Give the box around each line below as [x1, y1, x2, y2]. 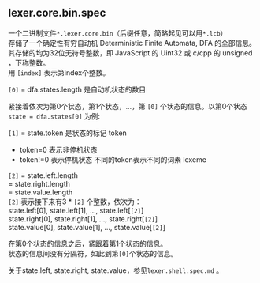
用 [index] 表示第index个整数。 [8, 67, 110, 77]
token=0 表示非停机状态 [19, 145, 98, 154]
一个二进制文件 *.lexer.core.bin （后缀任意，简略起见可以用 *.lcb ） [8, 28, 228, 38]
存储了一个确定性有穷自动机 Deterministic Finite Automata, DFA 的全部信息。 [8, 38, 256, 47]
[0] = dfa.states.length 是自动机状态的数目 [8, 85, 147, 94]
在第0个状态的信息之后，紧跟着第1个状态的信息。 [8, 239, 168, 248]
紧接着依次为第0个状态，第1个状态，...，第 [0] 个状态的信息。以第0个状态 [8, 101, 247, 111]
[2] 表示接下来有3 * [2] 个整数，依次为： [8, 197, 142, 206]
